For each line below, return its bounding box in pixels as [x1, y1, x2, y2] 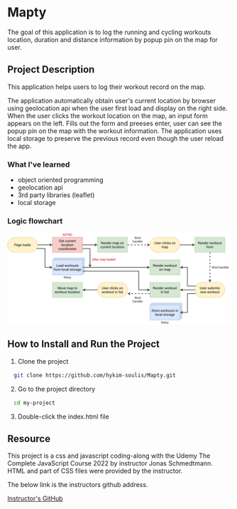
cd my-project [13, 399, 55, 406]
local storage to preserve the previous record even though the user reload [7, 134, 224, 142]
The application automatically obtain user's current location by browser [7, 96, 216, 105]
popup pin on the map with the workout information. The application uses [7, 126, 222, 135]
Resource [7, 433, 51, 445]
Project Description [7, 63, 95, 75]
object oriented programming [17, 176, 104, 184]
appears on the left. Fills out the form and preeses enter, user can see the [7, 119, 222, 127]
